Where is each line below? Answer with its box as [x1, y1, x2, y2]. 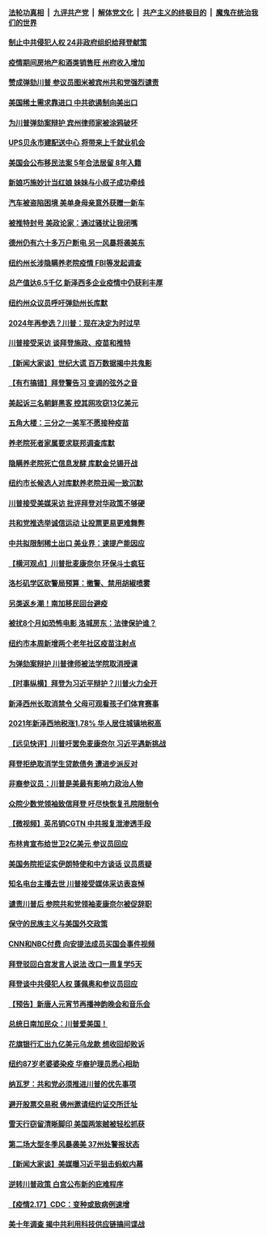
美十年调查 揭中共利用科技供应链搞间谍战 [8, 1219, 146, 1230]
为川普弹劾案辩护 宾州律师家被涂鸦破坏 [8, 117, 138, 127]
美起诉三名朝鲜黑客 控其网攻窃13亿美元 [8, 397, 139, 408]
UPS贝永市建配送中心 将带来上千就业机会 [8, 138, 146, 147]
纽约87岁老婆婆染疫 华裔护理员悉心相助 [8, 1059, 140, 1068]
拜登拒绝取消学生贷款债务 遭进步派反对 [8, 758, 138, 768]
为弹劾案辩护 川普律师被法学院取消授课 [8, 658, 138, 668]
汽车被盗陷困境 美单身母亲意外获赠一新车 [8, 198, 146, 207]
